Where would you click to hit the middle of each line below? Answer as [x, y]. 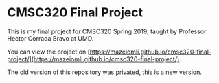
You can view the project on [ [49, 52]
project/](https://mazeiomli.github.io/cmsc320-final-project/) [93, 59]
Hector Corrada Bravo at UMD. [50, 38]
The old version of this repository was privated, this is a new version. [105, 72]
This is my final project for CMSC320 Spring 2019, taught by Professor [107, 31]
